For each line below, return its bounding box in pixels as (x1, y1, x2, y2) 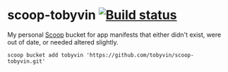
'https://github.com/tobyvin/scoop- (85, 52, 194, 59)
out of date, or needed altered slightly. (7, 37, 119, 46)
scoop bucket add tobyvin (7, 52, 83, 59)
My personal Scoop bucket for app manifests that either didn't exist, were (7, 30, 222, 39)
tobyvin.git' (7, 57, 46, 65)
